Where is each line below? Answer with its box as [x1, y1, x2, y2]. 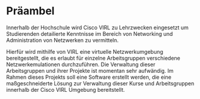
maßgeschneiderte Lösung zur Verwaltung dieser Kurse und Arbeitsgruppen [6, 79, 195, 87]
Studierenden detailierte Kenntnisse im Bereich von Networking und [6, 30, 173, 37]
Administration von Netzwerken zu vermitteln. [6, 36, 119, 44]
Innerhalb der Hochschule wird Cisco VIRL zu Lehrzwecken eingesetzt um [6, 24, 189, 31]
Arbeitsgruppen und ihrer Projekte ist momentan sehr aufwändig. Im [6, 67, 174, 74]
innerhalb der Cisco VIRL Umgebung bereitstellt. [6, 86, 125, 93]
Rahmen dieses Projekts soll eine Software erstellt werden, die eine [6, 73, 172, 81]
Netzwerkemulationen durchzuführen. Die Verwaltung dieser [6, 61, 156, 68]
